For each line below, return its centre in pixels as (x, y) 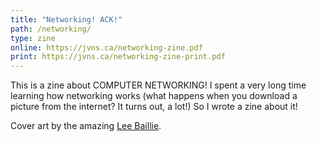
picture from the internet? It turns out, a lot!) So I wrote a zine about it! (154, 107)
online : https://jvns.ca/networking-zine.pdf (106, 47)
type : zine (33, 38)
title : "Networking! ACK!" (66, 19)
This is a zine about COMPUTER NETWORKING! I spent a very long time (158, 85)
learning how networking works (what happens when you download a (154, 96)
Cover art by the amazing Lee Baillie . (86, 126)
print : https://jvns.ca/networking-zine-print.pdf (118, 57)
